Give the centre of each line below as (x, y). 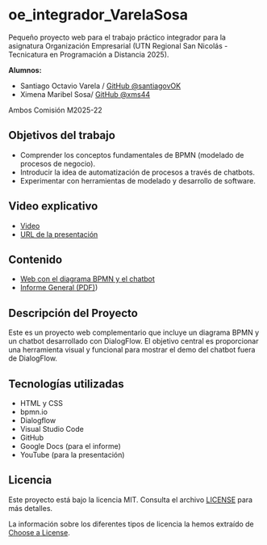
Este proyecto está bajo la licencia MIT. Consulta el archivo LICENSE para (130, 500)
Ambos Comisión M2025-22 (55, 110)
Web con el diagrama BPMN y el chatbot (88, 279)
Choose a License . (39, 532)
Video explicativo (53, 207)
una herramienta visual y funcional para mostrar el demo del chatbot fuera (132, 350)
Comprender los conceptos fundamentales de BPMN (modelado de (132, 154)
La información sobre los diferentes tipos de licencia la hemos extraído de (131, 524)
